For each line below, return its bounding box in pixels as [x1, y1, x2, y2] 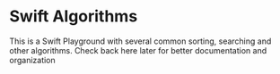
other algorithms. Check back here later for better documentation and [9, 45, 267, 55]
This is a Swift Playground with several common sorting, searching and [9, 36, 272, 46]
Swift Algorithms [9, 6, 138, 27]
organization [9, 54, 56, 65]
